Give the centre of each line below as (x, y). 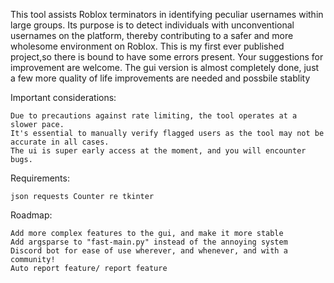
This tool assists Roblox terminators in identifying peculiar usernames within (167, 14)
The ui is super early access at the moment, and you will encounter (158, 151)
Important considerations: (63, 97)
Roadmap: (31, 215)
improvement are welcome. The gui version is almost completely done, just (165, 67)
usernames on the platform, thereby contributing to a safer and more (152, 35)
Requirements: (40, 178)
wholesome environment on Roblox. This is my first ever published (147, 46)
